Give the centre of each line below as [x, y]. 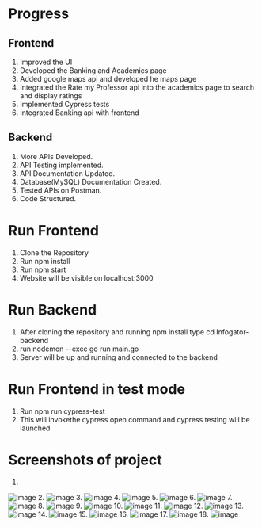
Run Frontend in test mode [97, 389]
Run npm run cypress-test [62, 411]
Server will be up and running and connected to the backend [118, 357]
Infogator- [233, 332]
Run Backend [53, 309]
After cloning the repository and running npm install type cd [117, 332]
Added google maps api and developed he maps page [108, 79]
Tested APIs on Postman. [61, 190]
